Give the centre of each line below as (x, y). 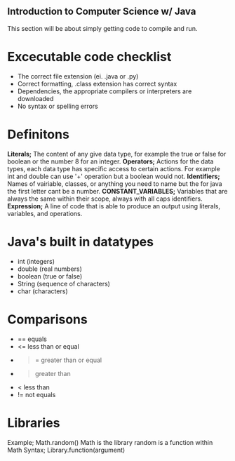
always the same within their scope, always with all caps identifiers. (105, 199)
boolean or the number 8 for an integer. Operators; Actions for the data (110, 161)
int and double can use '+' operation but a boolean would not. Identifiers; (114, 176)
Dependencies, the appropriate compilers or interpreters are (105, 91)
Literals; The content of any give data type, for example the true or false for (117, 154)
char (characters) (42, 291)
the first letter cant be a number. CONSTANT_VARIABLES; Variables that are (117, 191)
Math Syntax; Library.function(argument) (66, 450)
